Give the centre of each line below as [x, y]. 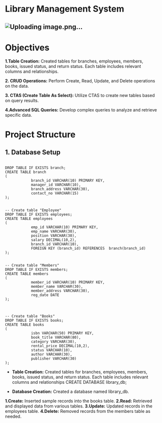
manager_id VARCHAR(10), [56, 185]
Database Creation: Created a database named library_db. [70, 392]
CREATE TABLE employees [29, 219]
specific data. [19, 115]
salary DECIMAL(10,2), [54, 240]
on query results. [22, 100]
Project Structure [40, 134]
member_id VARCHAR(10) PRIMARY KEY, [68, 282]
